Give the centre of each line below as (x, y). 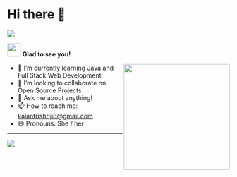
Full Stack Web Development (59, 75)
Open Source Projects (49, 90)
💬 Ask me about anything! (55, 97)
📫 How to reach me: (48, 106)
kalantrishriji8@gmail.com (55, 116)
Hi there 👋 (36, 14)
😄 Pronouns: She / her (51, 123)
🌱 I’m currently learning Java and (66, 68)
